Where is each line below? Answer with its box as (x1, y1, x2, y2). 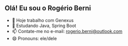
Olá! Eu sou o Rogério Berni (4, 4, 91, 12)
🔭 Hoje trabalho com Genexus (11, 17, 74, 23)
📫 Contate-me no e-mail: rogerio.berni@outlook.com (11, 28, 123, 34)
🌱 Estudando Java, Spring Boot (11, 22, 76, 28)
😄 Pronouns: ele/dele (11, 35, 57, 41)
